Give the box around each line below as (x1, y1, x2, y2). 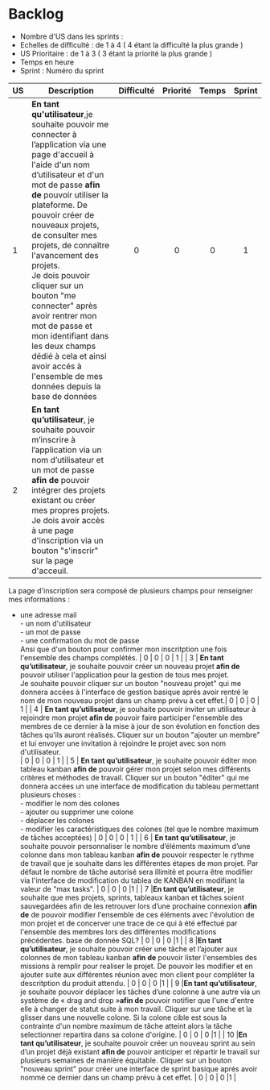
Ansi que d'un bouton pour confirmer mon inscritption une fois (19, 644, 227, 654)
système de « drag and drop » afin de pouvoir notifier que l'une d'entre (19, 995, 255, 1005)
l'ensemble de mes (31, 370, 103, 381)
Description (47, 85, 94, 96)
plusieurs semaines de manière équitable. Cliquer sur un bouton (19, 1055, 232, 1065)
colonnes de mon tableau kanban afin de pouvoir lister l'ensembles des (19, 952, 257, 962)
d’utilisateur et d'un (31, 168, 104, 180)
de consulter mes (31, 229, 98, 240)
